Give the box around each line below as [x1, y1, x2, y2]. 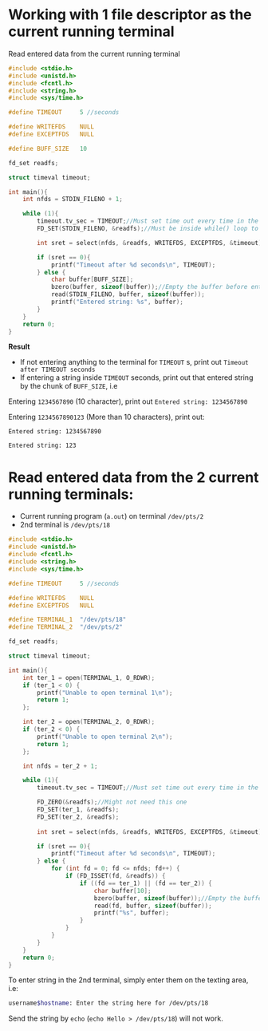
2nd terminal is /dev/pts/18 [19, 520, 110, 530]
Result [8, 342, 30, 352]
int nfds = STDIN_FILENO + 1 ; [22, 196, 124, 203]
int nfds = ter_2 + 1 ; [22, 762, 98, 770]
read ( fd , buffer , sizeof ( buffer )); [93, 902, 213, 910]
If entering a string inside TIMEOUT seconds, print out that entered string [19, 373, 254, 382]
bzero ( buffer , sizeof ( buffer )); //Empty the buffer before [50, 283, 248, 291]
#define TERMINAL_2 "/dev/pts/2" [8, 623, 124, 631]
